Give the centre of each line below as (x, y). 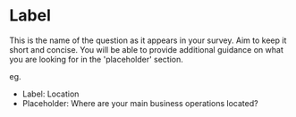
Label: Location (51, 94)
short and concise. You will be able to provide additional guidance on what (146, 49)
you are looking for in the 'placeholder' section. (96, 59)
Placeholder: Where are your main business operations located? (140, 103)
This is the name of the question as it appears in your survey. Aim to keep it (148, 40)
